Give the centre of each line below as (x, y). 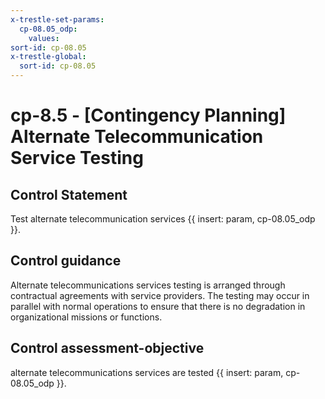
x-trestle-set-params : (57, 19)
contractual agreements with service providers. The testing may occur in (160, 295)
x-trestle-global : (48, 57)
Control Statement (69, 194)
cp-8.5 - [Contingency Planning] (148, 115)
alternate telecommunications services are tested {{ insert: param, (147, 372)
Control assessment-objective (107, 348)
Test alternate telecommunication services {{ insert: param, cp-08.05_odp (163, 219)
